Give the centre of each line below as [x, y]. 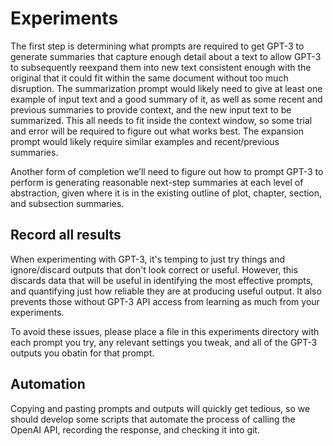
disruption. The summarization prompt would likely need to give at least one [166, 88]
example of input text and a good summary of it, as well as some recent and [166, 99]
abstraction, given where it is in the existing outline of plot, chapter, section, [166, 193]
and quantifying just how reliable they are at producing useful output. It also [166, 291]
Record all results [66, 235]
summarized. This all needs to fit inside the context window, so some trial [161, 120]
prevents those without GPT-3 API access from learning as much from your [165, 301]
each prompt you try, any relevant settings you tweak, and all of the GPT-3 [164, 342]
